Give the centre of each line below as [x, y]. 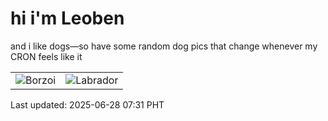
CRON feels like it [46, 56]
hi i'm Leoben [67, 18]
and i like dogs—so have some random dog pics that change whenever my [164, 46]
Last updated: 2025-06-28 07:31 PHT [87, 104]
